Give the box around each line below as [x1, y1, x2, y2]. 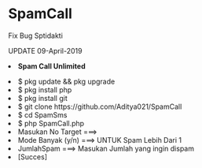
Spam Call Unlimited [18, 61, 86, 71]
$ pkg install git [18, 93, 68, 103]
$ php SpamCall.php [18, 118, 85, 128]
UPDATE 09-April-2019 [8, 46, 83, 55]
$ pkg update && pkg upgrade [18, 77, 116, 86]
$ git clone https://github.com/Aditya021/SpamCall [18, 102, 182, 111]
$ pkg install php [18, 84, 72, 95]
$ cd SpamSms [18, 110, 68, 119]
